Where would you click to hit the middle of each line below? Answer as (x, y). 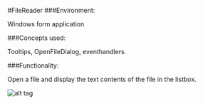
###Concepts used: (37, 38)
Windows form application (46, 24)
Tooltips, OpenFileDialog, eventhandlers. (67, 52)
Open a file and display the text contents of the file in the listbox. (102, 79)
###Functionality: (33, 66)
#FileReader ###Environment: (51, 10)
